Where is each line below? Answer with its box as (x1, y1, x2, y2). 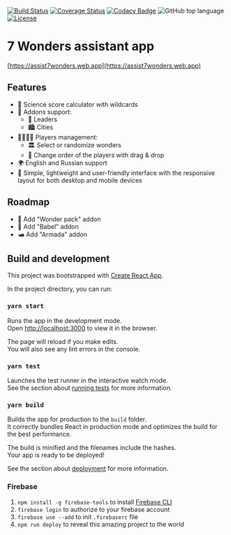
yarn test (7, 362, 40, 370)
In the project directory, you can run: (7, 285, 112, 293)
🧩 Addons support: (17, 107, 72, 116)
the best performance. (7, 430, 72, 439)
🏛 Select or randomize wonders (27, 140, 122, 149)
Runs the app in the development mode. (7, 316, 122, 324)
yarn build (7, 401, 44, 409)
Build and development (7, 253, 110, 264)
